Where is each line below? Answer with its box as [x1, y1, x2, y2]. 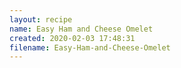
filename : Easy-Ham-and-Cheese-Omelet [9, 42, 171, 53]
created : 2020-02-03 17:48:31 [9, 33, 136, 43]
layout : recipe [9, 14, 73, 25]
